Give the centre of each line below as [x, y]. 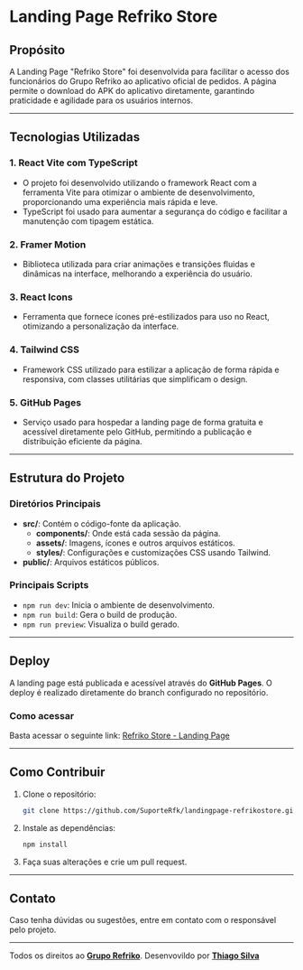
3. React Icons [41, 297]
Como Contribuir [57, 773]
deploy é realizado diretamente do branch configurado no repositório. [139, 692]
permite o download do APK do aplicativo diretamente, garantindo [132, 91]
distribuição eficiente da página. [82, 441]
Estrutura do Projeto [67, 478]
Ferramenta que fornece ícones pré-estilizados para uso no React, [146, 317]
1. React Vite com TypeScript [73, 163]
